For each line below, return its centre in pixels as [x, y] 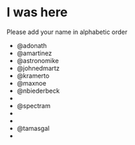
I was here [37, 12]
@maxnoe [31, 83]
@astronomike [38, 60]
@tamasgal [33, 128]
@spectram [33, 105]
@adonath [32, 45]
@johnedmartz [38, 68]
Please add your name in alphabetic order [67, 32]
